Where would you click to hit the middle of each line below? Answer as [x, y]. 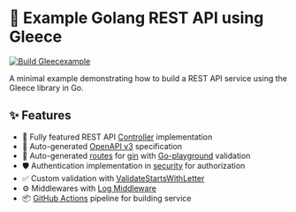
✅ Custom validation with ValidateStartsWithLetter [113, 178]
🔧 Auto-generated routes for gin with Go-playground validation [136, 155]
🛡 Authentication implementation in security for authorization [133, 165]
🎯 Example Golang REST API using [137, 18]
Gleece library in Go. [46, 87]
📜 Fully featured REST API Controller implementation [117, 137]
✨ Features [40, 115]
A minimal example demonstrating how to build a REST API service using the [148, 78]
